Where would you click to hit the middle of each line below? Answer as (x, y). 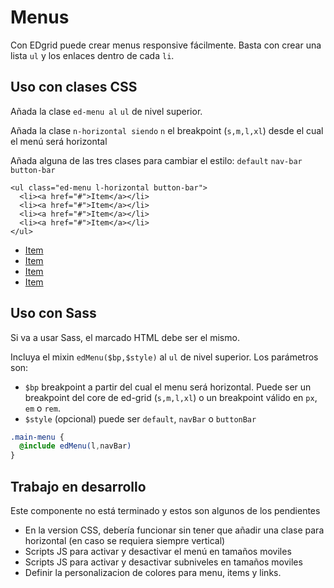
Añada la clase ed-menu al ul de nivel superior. (106, 111)
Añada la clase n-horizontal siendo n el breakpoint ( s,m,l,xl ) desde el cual (167, 130)
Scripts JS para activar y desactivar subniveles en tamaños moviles (163, 562)
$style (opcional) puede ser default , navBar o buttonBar (140, 418)
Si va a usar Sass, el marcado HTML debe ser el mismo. (125, 337)
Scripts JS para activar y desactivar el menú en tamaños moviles (158, 551)
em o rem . (42, 408)
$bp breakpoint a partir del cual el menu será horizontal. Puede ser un (168, 387)
